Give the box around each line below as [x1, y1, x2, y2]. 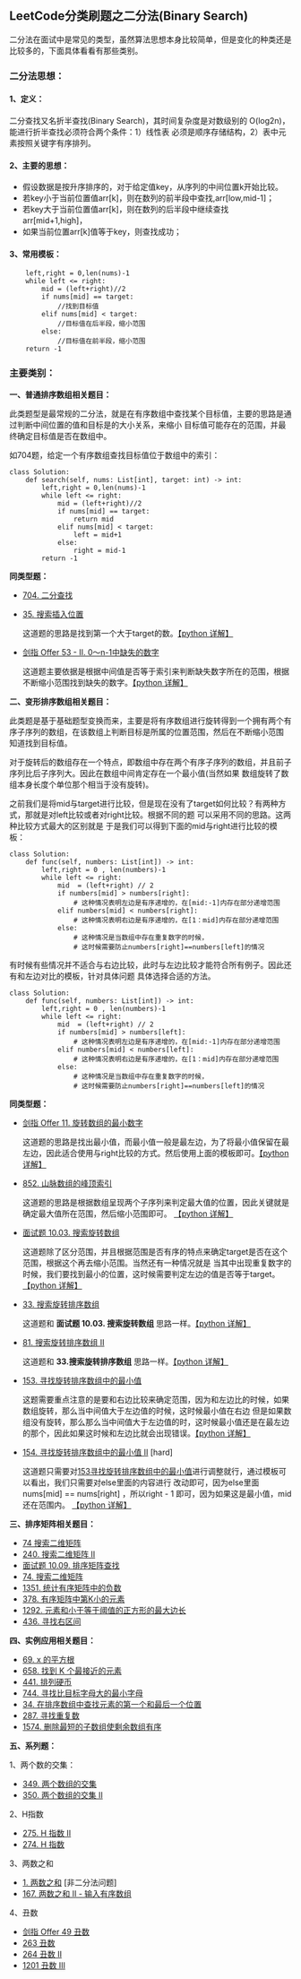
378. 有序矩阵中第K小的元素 [21, 1594, 125, 1604]
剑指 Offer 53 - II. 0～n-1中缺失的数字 [21, 646, 159, 657]
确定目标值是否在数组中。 [16, 430, 112, 441]
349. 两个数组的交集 [21, 1778, 97, 1789]
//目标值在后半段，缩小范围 [56, 319, 146, 329]
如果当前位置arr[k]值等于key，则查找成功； [21, 227, 182, 238]
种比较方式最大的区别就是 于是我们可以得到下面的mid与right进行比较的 [9, 820, 271, 831]
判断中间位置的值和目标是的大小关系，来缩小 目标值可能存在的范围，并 [16, 419, 279, 430]
